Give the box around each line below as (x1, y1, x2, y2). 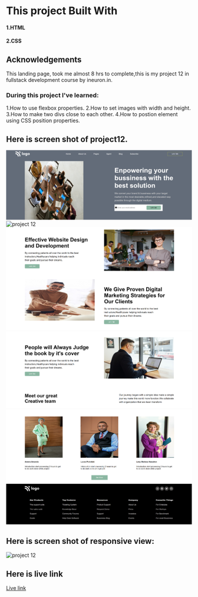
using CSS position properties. (6, 117, 81, 124)
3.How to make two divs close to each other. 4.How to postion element (6, 111, 178, 118)
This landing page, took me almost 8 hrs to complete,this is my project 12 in (6, 70, 190, 77)
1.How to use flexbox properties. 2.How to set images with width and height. (6, 104, 192, 111)
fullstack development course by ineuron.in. (6, 77, 113, 84)
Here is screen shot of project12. (6, 134, 128, 144)
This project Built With (6, 4, 118, 18)
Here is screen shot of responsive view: (6, 536, 154, 546)
